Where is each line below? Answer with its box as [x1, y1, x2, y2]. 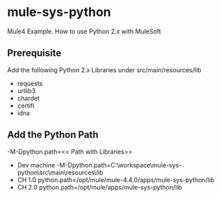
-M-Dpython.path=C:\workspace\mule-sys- [56, 160, 182, 169]
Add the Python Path [7, 129, 99, 141]
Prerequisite [7, 47, 62, 59]
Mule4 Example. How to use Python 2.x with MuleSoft [7, 27, 161, 35]
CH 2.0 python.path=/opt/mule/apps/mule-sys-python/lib [17, 183, 183, 191]
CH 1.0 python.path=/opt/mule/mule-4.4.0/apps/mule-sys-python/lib [17, 175, 215, 184]
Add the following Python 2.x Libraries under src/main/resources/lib [7, 65, 202, 74]
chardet [17, 94, 40, 102]
